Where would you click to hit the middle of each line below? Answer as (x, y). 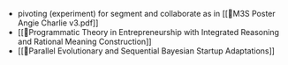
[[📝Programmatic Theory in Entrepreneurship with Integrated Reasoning (148, 32)
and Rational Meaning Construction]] (84, 41)
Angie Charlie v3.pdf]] (58, 23)
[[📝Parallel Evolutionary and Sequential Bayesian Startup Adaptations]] (146, 51)
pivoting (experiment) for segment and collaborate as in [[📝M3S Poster (146, 14)
